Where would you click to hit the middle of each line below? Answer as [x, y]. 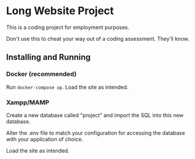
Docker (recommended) [41, 74]
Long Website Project [60, 11]
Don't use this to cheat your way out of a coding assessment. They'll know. [98, 38]
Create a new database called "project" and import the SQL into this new [95, 115]
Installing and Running [48, 57]
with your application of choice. [45, 139]
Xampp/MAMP [28, 102]
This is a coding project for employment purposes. [68, 27]
